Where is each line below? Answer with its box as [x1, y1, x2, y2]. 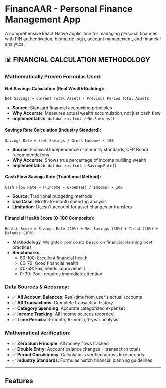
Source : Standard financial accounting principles [12, 105, 112, 111]
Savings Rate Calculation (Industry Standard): [5, 127, 102, 133]
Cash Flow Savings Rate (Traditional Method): [5, 174, 101, 180]
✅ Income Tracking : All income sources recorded [12, 311, 114, 317]
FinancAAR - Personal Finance [5, 3, 133, 15]
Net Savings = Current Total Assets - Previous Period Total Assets [5, 97, 149, 101]
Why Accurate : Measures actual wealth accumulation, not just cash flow [12, 110, 161, 116]
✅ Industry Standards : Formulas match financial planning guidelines [12, 357, 152, 363]
